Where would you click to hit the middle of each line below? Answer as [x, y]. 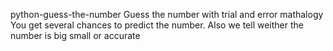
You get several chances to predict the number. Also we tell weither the [157, 25]
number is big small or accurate [75, 35]
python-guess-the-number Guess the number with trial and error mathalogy [167, 14]
